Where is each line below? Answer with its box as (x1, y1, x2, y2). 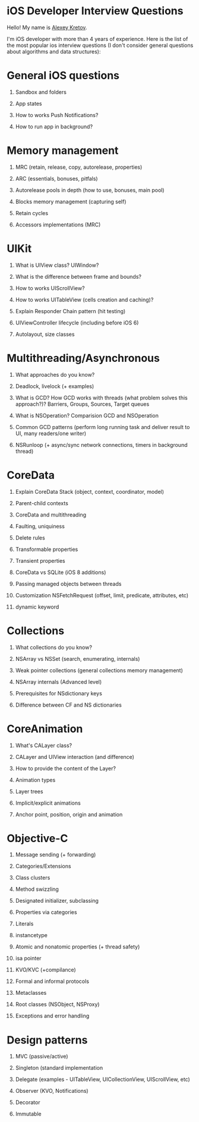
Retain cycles (15, 209, 49, 216)
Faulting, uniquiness (15, 522, 65, 530)
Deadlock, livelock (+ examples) (15, 382, 94, 390)
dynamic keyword (15, 603, 59, 610)
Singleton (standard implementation (15, 1064, 103, 1071)
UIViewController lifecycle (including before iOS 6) (15, 319, 139, 326)
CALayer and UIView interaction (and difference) (15, 753, 134, 760)
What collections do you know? (15, 644, 93, 651)
